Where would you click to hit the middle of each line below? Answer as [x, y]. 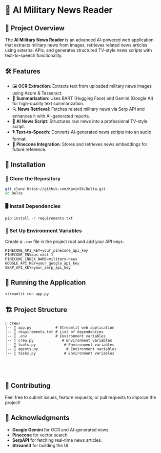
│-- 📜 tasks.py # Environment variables [60, 354]
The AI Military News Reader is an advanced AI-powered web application [79, 40]
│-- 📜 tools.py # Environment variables [60, 345]
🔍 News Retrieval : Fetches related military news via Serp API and [78, 109]
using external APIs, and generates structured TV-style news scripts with [79, 50]
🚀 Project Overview [35, 28]
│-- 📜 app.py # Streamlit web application [60, 328]
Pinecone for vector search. [40, 435]
